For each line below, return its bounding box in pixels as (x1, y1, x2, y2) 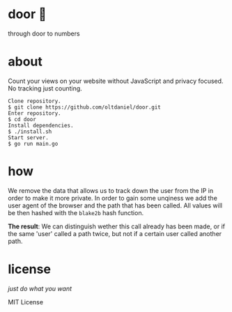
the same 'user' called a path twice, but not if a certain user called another (8, 229, 222, 237)
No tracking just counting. (8, 84, 82, 93)
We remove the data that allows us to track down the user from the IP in (8, 186, 214, 194)
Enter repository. (8, 109, 61, 117)
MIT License (8, 297, 44, 306)
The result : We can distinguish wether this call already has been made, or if (8, 222, 226, 231)
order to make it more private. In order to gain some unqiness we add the (8, 194, 218, 202)
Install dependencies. (8, 122, 74, 129)
